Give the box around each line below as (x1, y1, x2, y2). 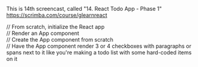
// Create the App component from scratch (6, 36, 114, 43)
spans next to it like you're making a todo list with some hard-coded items (6, 49, 192, 56)
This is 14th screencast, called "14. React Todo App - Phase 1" (6, 5, 163, 12)
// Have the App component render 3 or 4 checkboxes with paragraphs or (6, 42, 192, 49)
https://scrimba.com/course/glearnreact (6, 11, 108, 19)
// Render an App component (6, 30, 79, 37)
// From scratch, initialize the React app (6, 24, 105, 30)
